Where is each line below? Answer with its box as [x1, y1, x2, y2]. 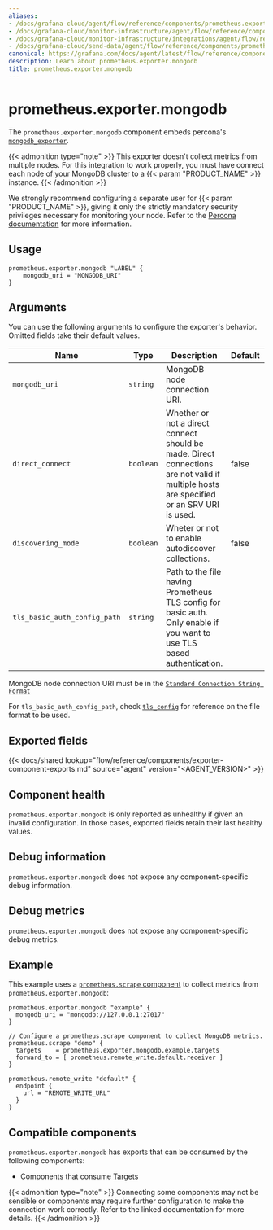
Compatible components [8, 1125, 136, 1140]
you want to [166, 628, 211, 639]
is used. [166, 510, 197, 521]
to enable [166, 532, 201, 544]
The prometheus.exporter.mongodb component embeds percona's [8, 127, 227, 137]
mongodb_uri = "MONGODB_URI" [23, 271, 122, 279]
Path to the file [166, 567, 222, 578]
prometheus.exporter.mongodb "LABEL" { [8, 264, 144, 273]
